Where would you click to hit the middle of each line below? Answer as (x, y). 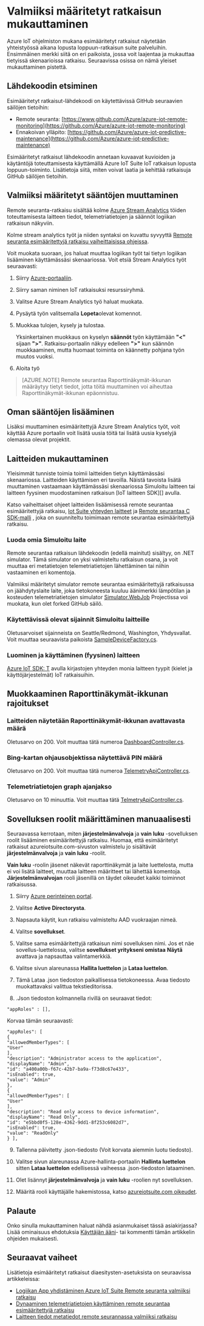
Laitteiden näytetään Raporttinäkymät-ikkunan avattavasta (96, 721)
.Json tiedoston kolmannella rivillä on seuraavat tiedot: (84, 998)
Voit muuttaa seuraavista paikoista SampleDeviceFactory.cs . (83, 639)
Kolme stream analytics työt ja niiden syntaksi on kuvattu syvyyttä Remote (100, 235)
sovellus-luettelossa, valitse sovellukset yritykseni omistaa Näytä (99, 950)
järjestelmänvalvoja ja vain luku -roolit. (57, 853)
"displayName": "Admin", (38, 1064)
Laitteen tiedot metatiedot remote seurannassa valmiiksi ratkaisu (96, 1316)
